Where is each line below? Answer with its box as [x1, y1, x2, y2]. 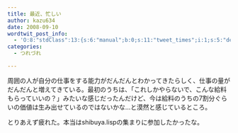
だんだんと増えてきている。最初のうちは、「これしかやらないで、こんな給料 [7, 85, 227, 93]
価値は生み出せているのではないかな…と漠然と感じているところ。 [19, 103, 212, 111]
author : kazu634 [7, 17, 55, 24]
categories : [7, 43, 42, 50]
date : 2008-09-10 [7, 23, 59, 30]
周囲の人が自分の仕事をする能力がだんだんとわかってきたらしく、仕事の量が [7, 76, 230, 85]
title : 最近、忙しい [7, 10, 62, 18]
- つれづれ [13, 50, 41, 57]
